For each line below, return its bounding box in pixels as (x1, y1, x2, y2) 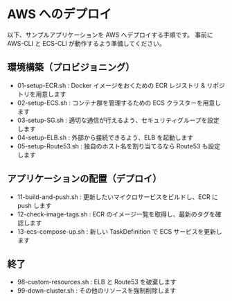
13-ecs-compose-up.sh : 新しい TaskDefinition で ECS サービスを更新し (17, 227, 223, 236)
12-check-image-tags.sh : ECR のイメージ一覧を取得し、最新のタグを (17, 209, 216, 218)
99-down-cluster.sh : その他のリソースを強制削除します (17, 286, 177, 295)
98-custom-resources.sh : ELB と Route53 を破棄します (17, 278, 177, 286)
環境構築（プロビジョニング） (7, 62, 135, 74)
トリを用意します (17, 89, 66, 98)
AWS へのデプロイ (7, 6, 112, 22)
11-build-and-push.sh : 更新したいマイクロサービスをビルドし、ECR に (17, 192, 218, 201)
